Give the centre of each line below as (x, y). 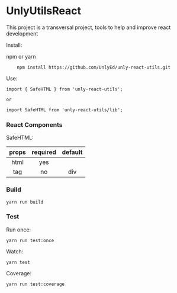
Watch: (15, 251)
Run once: (19, 230)
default (72, 152)
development (22, 33)
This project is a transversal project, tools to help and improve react (89, 27)
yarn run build (25, 202)
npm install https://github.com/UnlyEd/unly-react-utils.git (94, 67)
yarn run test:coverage (36, 284)
